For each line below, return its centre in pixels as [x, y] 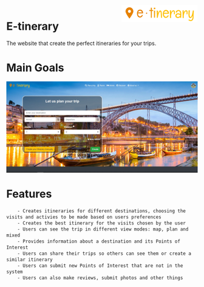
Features [29, 194]
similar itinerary [29, 260]
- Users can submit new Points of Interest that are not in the [100, 266]
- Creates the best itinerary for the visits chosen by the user [102, 223]
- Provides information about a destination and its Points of [99, 241]
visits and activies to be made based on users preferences [84, 217]
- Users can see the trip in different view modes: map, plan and [103, 229]
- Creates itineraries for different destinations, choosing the [102, 211]
